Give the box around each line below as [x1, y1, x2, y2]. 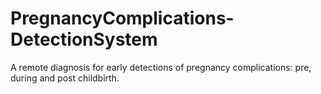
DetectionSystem [10, 28, 158, 51]
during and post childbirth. [10, 72, 120, 84]
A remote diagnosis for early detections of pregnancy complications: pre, [10, 61, 312, 73]
